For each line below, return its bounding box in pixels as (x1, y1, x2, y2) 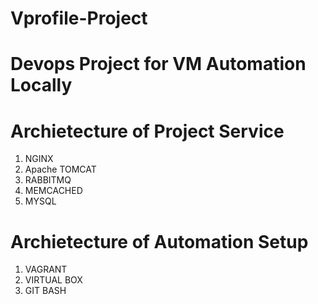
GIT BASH (24, 285, 67, 297)
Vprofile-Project (10, 7, 148, 30)
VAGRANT (24, 263, 68, 276)
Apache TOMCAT (24, 163, 97, 176)
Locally (10, 74, 73, 97)
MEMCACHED (24, 185, 83, 197)
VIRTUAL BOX (24, 274, 83, 286)
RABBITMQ (24, 174, 72, 186)
